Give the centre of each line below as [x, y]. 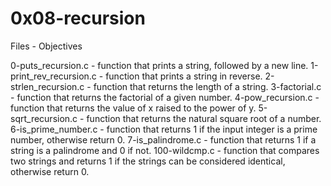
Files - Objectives [46, 46]
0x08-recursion [78, 18]
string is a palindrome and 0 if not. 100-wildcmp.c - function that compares [165, 150]
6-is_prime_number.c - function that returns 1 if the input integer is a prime [164, 129]
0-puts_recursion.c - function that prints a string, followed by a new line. [159, 65]
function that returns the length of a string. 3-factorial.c [207, 86]
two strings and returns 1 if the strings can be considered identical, [148, 161]
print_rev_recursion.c [53, 76]
